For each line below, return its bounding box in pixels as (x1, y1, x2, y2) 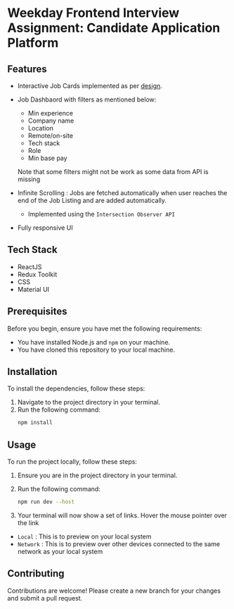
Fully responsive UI (17, 223, 74, 232)
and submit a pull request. (7, 593, 83, 602)
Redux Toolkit (17, 270, 58, 278)
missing (17, 175, 41, 183)
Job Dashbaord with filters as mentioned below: (17, 95, 157, 104)
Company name (27, 116, 74, 125)
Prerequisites (7, 305, 67, 318)
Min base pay (27, 154, 68, 162)
